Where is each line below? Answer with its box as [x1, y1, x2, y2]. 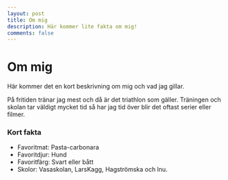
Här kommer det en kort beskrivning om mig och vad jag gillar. [7, 82, 184, 91]
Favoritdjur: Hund [17, 150, 67, 159]
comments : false [7, 29, 54, 37]
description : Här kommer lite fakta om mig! [7, 23, 137, 30]
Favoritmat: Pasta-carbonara [17, 143, 99, 152]
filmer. [7, 110, 26, 118]
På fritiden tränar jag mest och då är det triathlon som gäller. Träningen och [7, 96, 221, 104]
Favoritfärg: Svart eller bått [17, 158, 94, 166]
